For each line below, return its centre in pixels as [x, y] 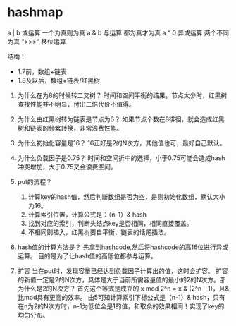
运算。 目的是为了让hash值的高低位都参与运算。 [87, 255]
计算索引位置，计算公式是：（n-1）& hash [87, 214]
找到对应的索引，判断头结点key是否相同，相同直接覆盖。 [110, 223]
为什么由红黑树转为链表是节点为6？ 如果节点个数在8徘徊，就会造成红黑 [121, 119]
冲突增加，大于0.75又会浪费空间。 [67, 167]
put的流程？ [35, 181]
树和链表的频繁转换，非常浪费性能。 [70, 128]
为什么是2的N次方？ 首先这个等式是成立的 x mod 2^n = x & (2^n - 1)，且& [123, 288]
